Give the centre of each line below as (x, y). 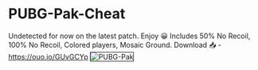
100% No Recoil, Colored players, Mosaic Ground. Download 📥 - (115, 45)
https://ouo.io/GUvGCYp (49, 56)
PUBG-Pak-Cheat (67, 14)
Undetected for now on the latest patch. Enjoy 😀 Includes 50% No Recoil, (129, 36)
